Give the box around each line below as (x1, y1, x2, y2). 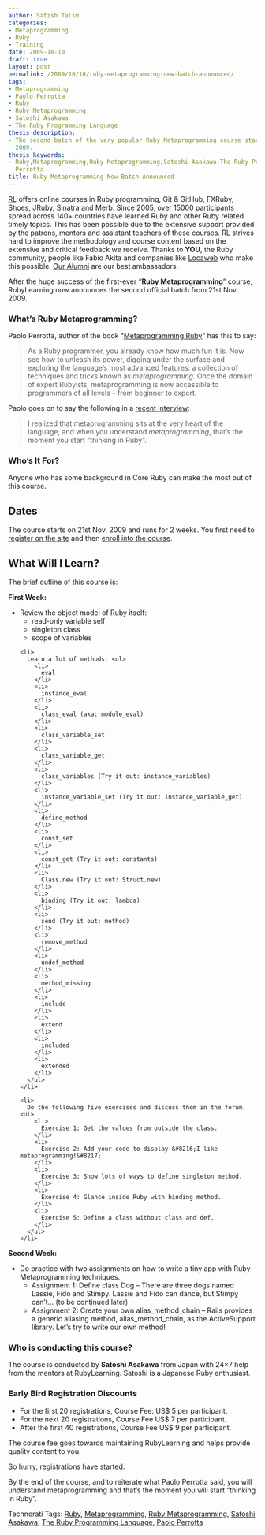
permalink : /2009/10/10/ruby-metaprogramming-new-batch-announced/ (8, 70, 235, 78)
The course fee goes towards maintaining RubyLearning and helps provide (8, 1438, 251, 1447)
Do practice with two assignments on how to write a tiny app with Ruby (19, 1264, 251, 1273)
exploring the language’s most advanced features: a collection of (27, 363, 239, 373)
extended (40, 1062, 70, 1071)
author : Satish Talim (8, 11, 80, 20)
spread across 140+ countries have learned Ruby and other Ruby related (8, 211, 244, 221)
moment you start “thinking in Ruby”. (27, 435, 147, 445)
